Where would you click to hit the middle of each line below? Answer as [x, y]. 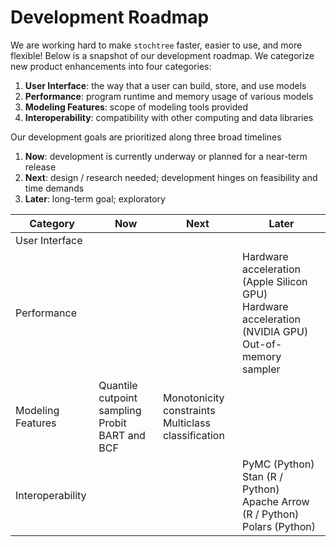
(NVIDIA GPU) [275, 331]
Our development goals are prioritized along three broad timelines [146, 137]
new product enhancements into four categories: [111, 66]
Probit [112, 423]
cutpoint [118, 398]
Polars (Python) [279, 526]
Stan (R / [262, 476]
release [40, 167]
